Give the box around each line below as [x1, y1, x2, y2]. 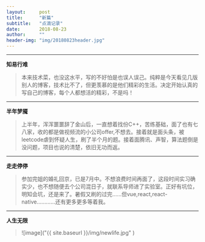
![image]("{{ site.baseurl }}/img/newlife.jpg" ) [21, 229, 135, 236]
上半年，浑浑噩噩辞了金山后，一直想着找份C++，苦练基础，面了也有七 [21, 120, 198, 128]
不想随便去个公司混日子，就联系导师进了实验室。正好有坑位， [42, 183, 198, 190]
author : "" [6, 32, 45, 38]
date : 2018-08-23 [6, 26, 67, 32]
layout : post [6, 9, 51, 15]
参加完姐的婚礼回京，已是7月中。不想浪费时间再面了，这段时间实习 [21, 175, 190, 182]
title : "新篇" [6, 15, 54, 21]
